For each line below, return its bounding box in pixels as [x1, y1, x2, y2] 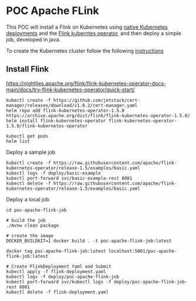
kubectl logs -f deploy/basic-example [6, 170, 101, 176]
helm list [6, 138, 31, 144]
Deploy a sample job [6, 148, 56, 156]
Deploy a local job [6, 196, 50, 203]
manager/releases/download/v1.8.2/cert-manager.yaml [6, 102, 138, 108]
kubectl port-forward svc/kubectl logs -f [6, 279, 111, 285]
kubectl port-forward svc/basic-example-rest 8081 [6, 175, 133, 181]
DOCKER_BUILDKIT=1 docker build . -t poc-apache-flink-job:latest [6, 238, 172, 244]
